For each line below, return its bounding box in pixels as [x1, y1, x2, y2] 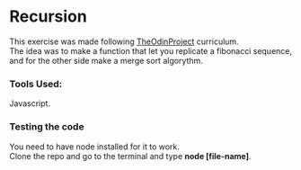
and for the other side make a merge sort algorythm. [9, 55, 204, 66]
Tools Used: [9, 77, 63, 90]
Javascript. [9, 98, 51, 109]
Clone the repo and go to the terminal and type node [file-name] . [9, 150, 252, 161]
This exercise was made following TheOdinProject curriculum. [9, 36, 240, 47]
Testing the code [9, 121, 84, 133]
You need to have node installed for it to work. [9, 141, 180, 152]
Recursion [9, 6, 87, 27]
